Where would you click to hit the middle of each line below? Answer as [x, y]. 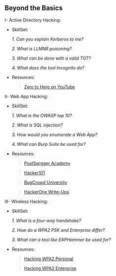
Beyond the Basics [34, 8]
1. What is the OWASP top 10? [42, 115]
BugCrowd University [45, 182]
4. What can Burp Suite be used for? [49, 144]
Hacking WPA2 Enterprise [50, 268]
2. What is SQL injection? [37, 125]
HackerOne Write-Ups [46, 192]
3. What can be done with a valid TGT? [51, 58]
